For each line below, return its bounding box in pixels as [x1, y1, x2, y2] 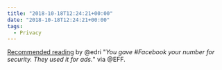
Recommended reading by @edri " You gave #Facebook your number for [7, 48, 215, 56]
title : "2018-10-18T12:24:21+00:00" [7, 10, 113, 17]
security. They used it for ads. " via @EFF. [7, 56, 126, 64]
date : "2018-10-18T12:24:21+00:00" [7, 16, 110, 23]
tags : [7, 23, 23, 30]
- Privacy [13, 29, 42, 36]
